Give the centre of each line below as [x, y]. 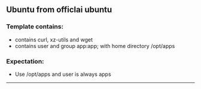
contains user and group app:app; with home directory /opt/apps [95, 46]
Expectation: [25, 61]
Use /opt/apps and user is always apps [63, 74]
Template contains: [35, 27]
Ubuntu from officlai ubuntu [59, 10]
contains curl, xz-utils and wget [54, 39]
